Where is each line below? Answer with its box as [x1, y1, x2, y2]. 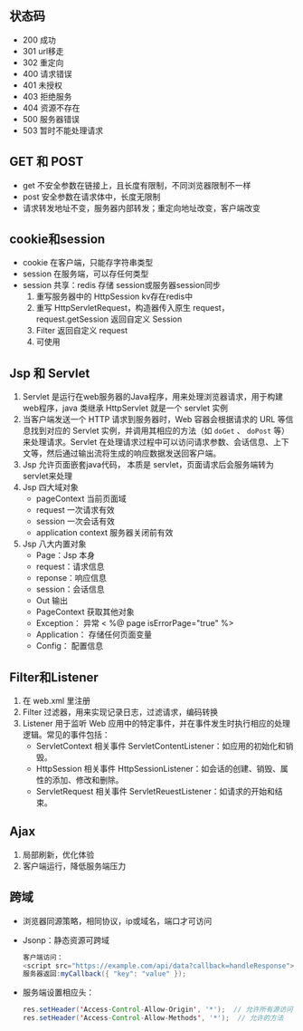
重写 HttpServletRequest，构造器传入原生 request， [35, 303, 230, 313]
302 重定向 [22, 57, 64, 68]
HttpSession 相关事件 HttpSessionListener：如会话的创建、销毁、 [35, 764, 281, 775]
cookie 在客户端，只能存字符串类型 [22, 257, 154, 268]
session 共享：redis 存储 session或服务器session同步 [22, 280, 222, 291]
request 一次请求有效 [35, 505, 115, 515]
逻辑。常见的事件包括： [22, 729, 110, 740]
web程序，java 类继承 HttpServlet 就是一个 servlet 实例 [22, 402, 229, 414]
